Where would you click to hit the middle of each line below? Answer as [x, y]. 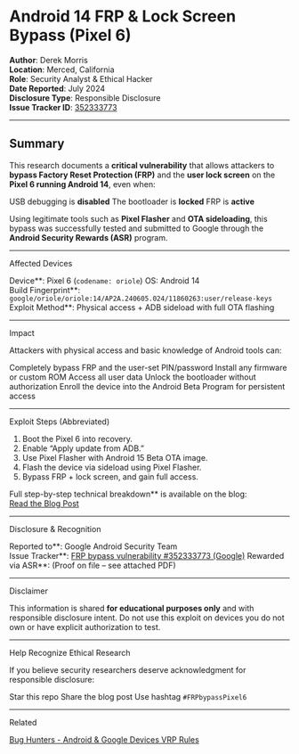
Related [23, 722]
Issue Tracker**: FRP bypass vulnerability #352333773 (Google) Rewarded [147, 555]
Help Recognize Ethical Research [70, 652]
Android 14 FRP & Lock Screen [123, 16]
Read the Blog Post [44, 503]
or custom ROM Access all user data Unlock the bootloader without [133, 377]
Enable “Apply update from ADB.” [83, 448]
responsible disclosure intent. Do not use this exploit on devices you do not [147, 618]
